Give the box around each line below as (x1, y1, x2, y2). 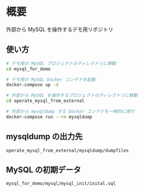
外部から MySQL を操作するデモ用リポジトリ (6, 26, 114, 33)
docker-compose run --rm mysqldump (6, 114, 93, 120)
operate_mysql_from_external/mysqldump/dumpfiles (6, 148, 129, 153)
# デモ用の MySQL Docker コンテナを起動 (6, 77, 96, 83)
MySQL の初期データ (6, 164, 82, 174)
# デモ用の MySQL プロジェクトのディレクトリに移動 (6, 60, 117, 66)
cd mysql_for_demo (6, 66, 51, 72)
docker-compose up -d (6, 82, 59, 88)
